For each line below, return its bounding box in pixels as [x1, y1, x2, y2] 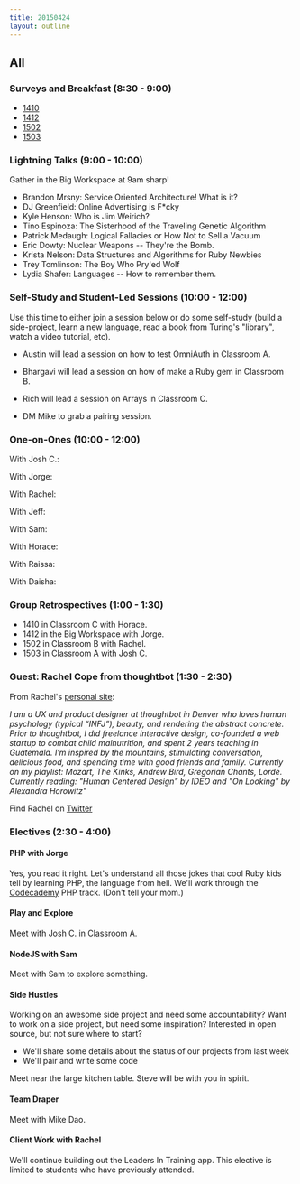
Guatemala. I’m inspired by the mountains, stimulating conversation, [9, 747, 264, 758]
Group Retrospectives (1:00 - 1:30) [9, 599, 164, 611]
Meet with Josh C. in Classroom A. [9, 928, 138, 938]
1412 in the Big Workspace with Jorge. [22, 629, 165, 639]
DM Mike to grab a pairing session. [22, 410, 152, 421]
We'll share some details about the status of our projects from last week [22, 1046, 290, 1057]
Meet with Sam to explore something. [9, 968, 149, 980]
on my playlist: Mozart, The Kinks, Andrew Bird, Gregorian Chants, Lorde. [9, 766, 283, 777]
